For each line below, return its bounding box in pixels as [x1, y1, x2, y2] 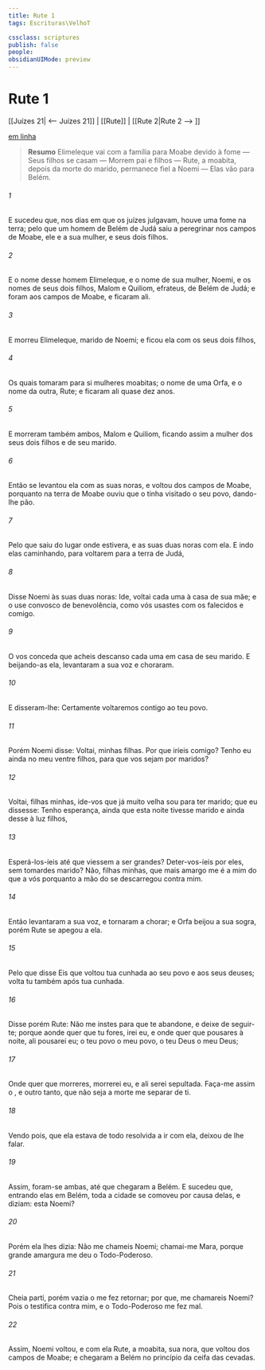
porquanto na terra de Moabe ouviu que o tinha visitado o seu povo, [8, 489, 232, 498]
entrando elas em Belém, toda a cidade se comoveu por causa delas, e [8, 1190, 241, 1200]
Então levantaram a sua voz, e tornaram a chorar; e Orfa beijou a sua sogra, [8, 916, 257, 926]
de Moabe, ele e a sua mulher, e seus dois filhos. [8, 232, 169, 242]
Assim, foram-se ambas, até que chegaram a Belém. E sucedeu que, [8, 1181, 233, 1191]
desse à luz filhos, [8, 814, 68, 824]
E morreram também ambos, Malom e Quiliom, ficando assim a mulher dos [8, 429, 253, 439]
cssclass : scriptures [8, 33, 80, 41]
